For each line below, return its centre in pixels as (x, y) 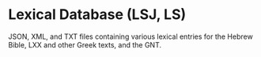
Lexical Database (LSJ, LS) (97, 15)
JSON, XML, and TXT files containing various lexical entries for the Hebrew (130, 36)
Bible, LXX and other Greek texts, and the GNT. (85, 44)
